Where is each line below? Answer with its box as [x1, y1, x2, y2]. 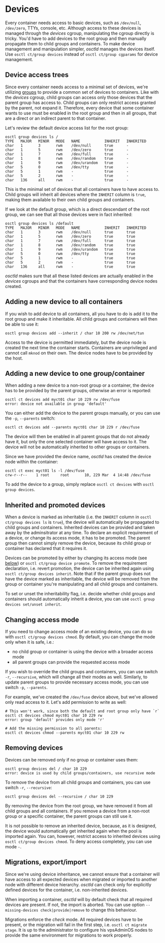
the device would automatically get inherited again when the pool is [5, 828, 142, 834]
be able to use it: [5, 321, 39, 327]
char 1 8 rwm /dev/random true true [5, 243, 135, 248]
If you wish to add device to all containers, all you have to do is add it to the [5, 311, 158, 317]
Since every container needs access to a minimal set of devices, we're [5, 84, 148, 90]
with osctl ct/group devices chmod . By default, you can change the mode [5, 634, 155, 640]
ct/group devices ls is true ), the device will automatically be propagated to [5, 519, 160, 525]
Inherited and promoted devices [5, 501, 106, 509]
